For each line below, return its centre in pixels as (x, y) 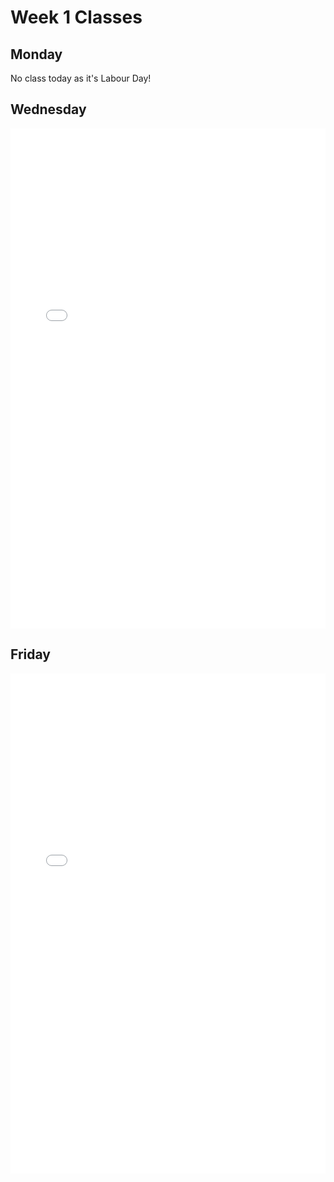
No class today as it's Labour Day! (81, 78)
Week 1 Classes (76, 17)
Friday (30, 654)
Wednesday (48, 109)
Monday (36, 54)
